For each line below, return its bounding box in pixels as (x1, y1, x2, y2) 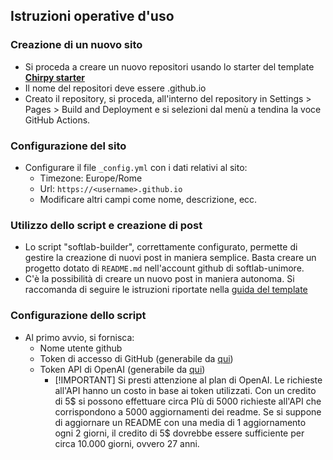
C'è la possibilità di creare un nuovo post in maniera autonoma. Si (24, 273, 295, 285)
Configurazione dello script (10, 309, 147, 323)
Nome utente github (39, 342, 123, 354)
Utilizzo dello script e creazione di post (10, 218, 203, 232)
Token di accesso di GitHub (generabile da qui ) (39, 352, 234, 364)
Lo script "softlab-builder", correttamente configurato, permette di (24, 241, 298, 253)
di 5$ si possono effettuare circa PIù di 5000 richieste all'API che (54, 395, 322, 407)
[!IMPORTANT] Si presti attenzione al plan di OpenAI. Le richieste (54, 374, 323, 386)
